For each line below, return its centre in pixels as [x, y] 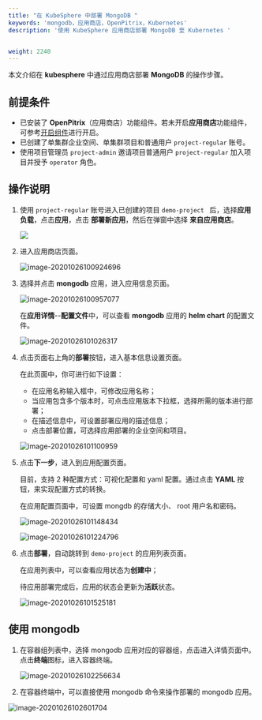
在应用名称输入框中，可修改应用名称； [94, 391]
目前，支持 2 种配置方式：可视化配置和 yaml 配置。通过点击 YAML [127, 479]
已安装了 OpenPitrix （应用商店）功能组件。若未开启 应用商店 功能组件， [135, 122]
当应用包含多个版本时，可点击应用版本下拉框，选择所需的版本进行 [138, 400]
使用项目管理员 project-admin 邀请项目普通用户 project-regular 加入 [132, 152]
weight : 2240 [30, 51]
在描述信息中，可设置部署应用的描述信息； [101, 420]
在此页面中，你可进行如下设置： [71, 374]
